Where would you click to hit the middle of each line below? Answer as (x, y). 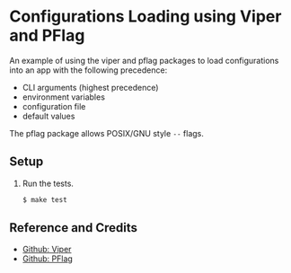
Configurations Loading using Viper (145, 17)
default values (48, 116)
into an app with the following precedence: (88, 70)
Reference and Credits (73, 228)
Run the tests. (48, 183)
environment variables (64, 97)
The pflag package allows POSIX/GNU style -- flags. (107, 133)
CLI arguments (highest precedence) (90, 87)
